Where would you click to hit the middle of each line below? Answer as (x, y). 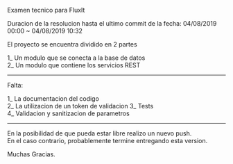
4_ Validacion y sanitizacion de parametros (68, 113)
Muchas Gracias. (31, 154)
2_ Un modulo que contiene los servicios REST (74, 65)
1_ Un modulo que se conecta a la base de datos (76, 58)
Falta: (15, 85)
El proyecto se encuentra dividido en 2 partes (72, 44)
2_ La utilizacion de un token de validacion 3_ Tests (80, 106)
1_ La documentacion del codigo (53, 99)
